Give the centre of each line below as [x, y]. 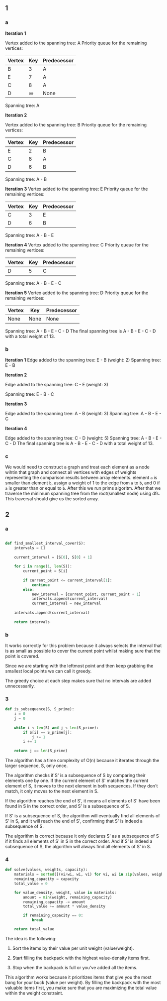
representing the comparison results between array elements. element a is [81, 478]
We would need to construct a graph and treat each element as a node [78, 467]
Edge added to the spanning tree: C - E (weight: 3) [57, 384]
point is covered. [22, 656]
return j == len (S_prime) [41, 751]
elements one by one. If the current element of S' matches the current [77, 780]
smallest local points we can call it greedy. [48, 671]
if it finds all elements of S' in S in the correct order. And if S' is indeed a [79, 841]
